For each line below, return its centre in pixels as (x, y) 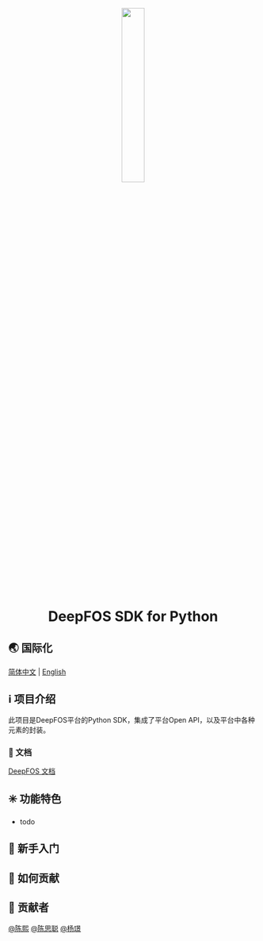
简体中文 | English (37, 672)
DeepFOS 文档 (32, 771)
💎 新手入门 (34, 848)
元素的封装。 (29, 730)
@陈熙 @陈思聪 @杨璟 (45, 928)
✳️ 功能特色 (35, 798)
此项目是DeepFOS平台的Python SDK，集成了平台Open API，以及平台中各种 (131, 719)
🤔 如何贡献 (34, 878)
